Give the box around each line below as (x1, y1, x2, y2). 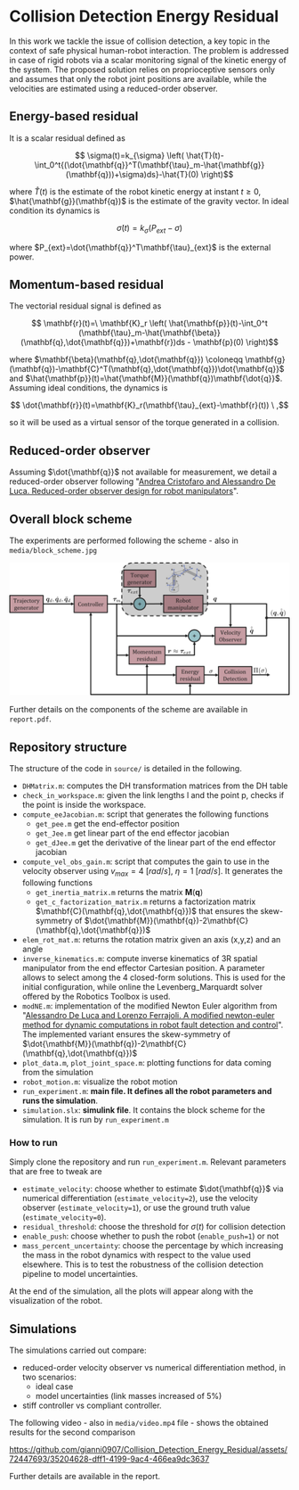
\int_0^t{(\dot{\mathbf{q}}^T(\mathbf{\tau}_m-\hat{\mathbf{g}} (34, 159, 265, 170)
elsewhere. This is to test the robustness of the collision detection (21, 1259, 264, 1270)
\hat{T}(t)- (185, 150, 224, 161)
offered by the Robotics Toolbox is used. (21, 991, 171, 1001)
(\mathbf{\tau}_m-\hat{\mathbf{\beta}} (78, 327, 221, 338)
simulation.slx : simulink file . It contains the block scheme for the (21, 1104, 265, 1115)
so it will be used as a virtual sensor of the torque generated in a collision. (9, 417, 279, 428)
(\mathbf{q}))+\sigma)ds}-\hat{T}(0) (65, 169, 199, 179)
